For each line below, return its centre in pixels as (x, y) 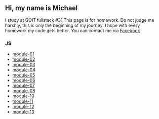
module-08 (24, 91)
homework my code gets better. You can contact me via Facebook (73, 30)
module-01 (23, 54)
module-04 (24, 70)
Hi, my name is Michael (41, 8)
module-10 (23, 96)
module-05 (24, 75)
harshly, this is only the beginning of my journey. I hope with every (73, 25)
